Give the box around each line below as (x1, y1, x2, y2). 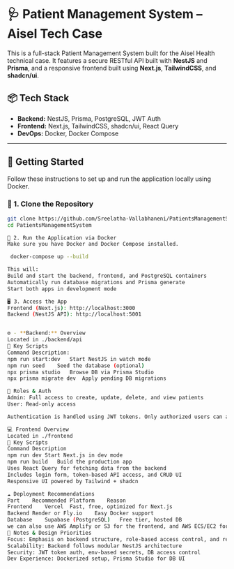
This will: (7, 266, 39, 273)
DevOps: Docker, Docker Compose (17, 129, 119, 138)
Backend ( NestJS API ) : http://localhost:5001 (7, 311, 141, 318)
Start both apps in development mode (7, 285, 117, 293)
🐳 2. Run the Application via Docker (7, 234, 117, 242)
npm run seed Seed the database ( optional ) (7, 362, 145, 369)
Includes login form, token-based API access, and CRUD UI (7, 471, 182, 478)
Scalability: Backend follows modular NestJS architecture (7, 542, 182, 549)
